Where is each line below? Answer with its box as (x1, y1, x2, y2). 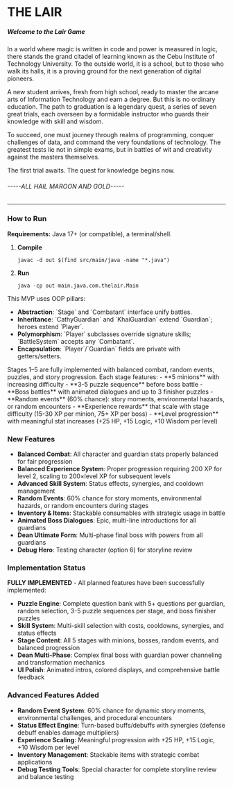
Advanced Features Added (7, 690, 99, 700)
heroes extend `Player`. (17, 322, 85, 331)
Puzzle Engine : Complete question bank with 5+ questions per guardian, (17, 599, 225, 608)
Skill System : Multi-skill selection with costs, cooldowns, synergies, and (17, 622, 224, 630)
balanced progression (17, 644, 80, 652)
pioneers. (7, 74, 35, 83)
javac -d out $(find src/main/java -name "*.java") (17, 256, 170, 263)
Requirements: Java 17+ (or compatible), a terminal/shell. (7, 229, 172, 238)
